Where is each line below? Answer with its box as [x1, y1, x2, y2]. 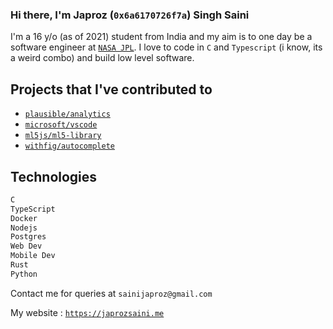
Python [10, 269, 38, 279]
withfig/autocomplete [24, 141, 115, 152]
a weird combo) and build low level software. [10, 52, 195, 64]
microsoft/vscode [24, 120, 98, 130]
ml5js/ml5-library [24, 131, 102, 141]
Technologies [10, 168, 98, 185]
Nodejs [10, 223, 38, 233]
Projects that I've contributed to [10, 81, 213, 98]
